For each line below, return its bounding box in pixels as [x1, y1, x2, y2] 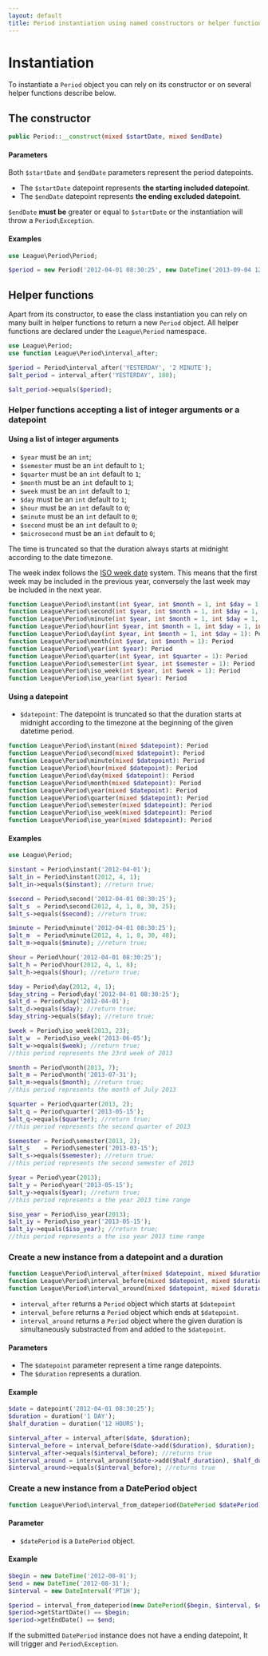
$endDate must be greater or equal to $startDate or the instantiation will [8, 207, 243, 216]
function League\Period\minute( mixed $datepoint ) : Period [8, 757, 205, 765]
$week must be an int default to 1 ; [19, 486, 131, 495]
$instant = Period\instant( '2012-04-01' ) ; [8, 866, 152, 874]
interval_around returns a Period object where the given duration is [19, 1316, 243, 1325]
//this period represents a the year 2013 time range [8, 1196, 191, 1204]
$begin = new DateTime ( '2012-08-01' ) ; [8, 1571, 137, 1580]
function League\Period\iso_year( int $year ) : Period [8, 674, 187, 683]
